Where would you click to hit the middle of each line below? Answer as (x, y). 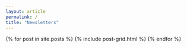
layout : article (26, 11)
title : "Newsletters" (32, 22)
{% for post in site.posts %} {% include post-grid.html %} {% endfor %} (93, 39)
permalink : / (22, 17)
